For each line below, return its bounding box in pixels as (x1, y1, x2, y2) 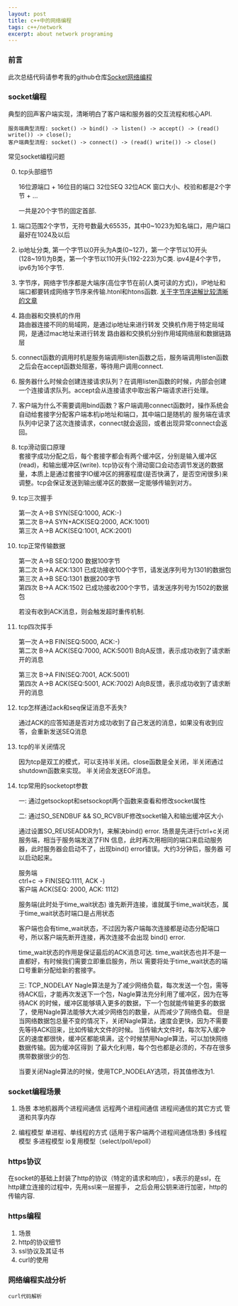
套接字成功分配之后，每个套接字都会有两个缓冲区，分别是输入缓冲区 (18, 451, 217, 460)
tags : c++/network (8, 23, 62, 31)
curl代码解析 (8, 1293, 42, 1300)
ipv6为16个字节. (18, 263, 64, 272)
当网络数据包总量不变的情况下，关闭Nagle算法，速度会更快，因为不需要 (18, 1016, 229, 1024)
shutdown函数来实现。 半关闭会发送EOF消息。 (18, 766, 154, 775)
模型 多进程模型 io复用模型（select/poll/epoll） (18, 1137, 155, 1145)
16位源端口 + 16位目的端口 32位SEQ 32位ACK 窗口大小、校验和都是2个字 (18, 182, 232, 191)
